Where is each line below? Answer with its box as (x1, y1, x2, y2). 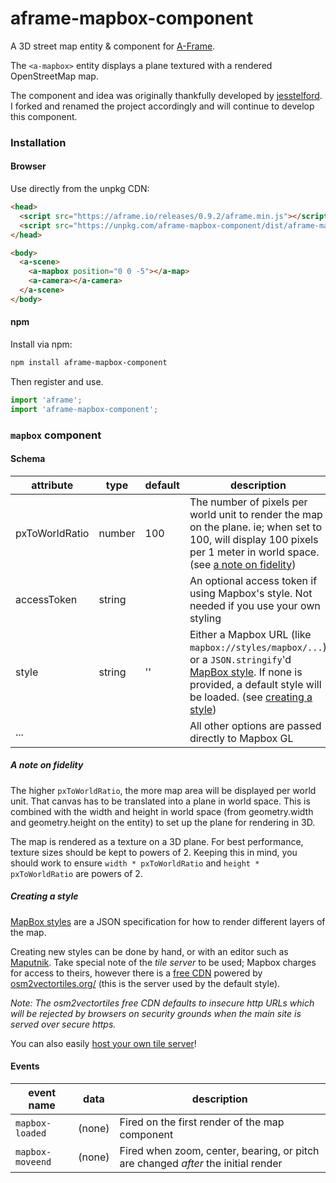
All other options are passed (189, 718, 322, 732)
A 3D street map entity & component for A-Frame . (10, 40, 216, 52)
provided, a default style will (189, 677, 322, 691)
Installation (10, 135, 67, 149)
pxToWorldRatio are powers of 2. (10, 867, 143, 879)
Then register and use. (10, 375, 104, 387)
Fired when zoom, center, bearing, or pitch (119, 1143, 320, 1157)
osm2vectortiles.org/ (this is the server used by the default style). (10, 977, 281, 989)
